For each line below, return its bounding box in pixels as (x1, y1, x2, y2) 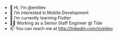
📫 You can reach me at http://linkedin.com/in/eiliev (9, 26, 113, 31)
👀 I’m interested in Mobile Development (9, 10, 89, 16)
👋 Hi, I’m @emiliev (9, 5, 46, 10)
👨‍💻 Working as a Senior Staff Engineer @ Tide (9, 20, 102, 26)
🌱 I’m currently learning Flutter (9, 15, 71, 20)
